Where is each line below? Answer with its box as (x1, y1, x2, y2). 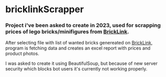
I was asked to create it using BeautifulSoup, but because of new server (5, 60, 158, 67)
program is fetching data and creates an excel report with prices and (5, 45, 151, 52)
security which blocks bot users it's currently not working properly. (5, 66, 147, 72)
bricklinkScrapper (5, 4, 84, 15)
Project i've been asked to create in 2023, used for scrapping (5, 22, 161, 29)
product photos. (5, 50, 40, 57)
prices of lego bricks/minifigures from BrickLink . (5, 28, 130, 35)
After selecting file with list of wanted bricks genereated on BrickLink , (5, 40, 153, 46)
